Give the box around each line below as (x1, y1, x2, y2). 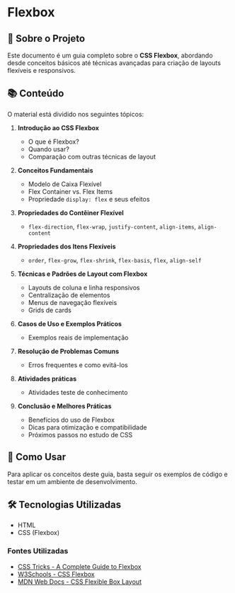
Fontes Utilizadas (7, 546, 69, 556)
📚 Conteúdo (7, 88, 64, 100)
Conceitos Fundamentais (17, 166, 93, 174)
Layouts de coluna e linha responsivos (28, 283, 140, 292)
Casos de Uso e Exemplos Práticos (17, 319, 122, 328)
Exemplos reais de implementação (28, 333, 129, 342)
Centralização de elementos (28, 291, 110, 299)
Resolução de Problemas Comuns (17, 347, 120, 355)
